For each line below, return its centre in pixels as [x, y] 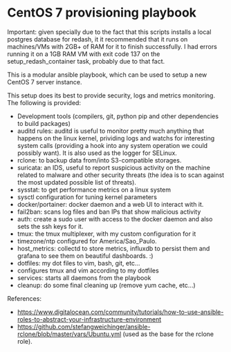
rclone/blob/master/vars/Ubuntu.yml [69, 334]
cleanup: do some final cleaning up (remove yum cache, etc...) [106, 285]
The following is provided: [44, 102]
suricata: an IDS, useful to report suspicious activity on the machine [114, 167]
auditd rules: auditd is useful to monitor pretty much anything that [110, 131]
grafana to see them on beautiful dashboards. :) [85, 256]
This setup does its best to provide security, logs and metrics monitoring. [111, 95]
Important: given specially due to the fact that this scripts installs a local [109, 32]
